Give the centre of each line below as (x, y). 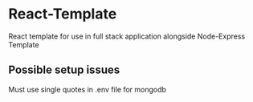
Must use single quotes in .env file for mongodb (88, 89)
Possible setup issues (64, 70)
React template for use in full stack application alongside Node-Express (127, 36)
